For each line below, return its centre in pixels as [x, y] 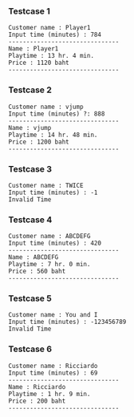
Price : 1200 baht [39, 142]
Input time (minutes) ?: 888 [57, 114]
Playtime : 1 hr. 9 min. [49, 394]
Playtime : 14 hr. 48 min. [53, 135]
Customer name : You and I [53, 315]
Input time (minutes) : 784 [55, 35]
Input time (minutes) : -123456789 [67, 322]
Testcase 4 [30, 220]
